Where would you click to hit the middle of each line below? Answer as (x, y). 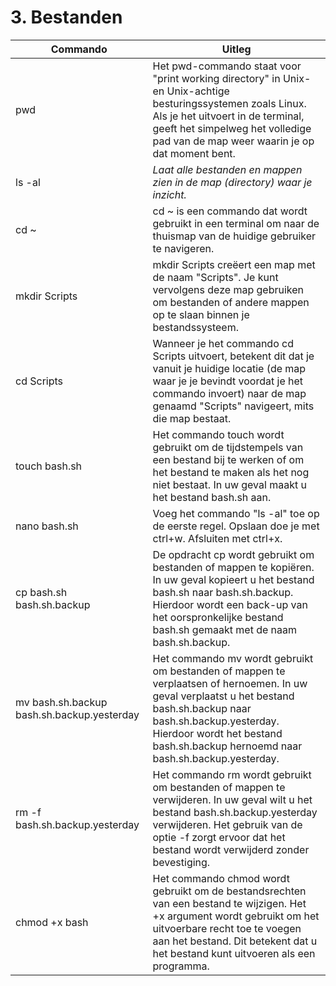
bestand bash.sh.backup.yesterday (235, 812)
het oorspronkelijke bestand (218, 617)
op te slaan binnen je (201, 314)
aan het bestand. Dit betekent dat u (235, 941)
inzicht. (169, 194)
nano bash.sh (47, 526)
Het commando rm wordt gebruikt (232, 774)
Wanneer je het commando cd (223, 343)
